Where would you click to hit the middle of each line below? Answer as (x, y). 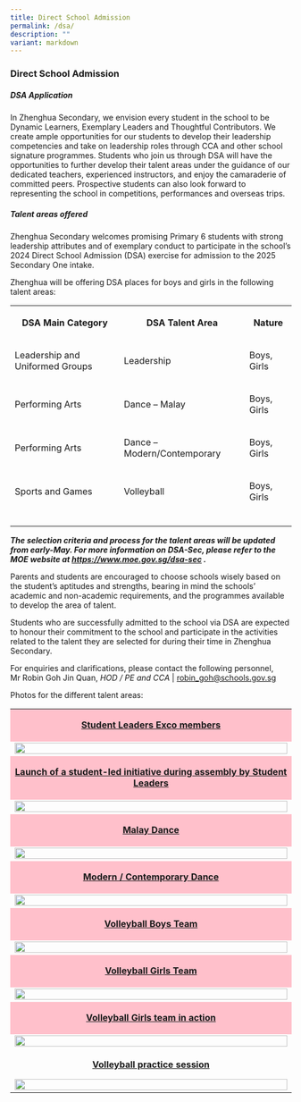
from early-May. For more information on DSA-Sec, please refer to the (143, 550)
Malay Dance (151, 830)
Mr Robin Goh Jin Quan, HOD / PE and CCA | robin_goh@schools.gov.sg (143, 678)
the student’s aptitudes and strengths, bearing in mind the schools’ (133, 586)
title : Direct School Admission (70, 17)
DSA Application (42, 95)
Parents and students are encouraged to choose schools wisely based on (145, 576)
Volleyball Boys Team (151, 924)
